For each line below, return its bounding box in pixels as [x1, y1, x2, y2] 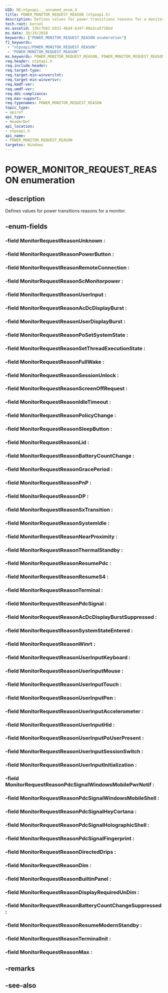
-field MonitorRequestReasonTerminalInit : [5, 935, 111, 942]
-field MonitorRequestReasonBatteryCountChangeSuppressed [5, 902, 161, 909]
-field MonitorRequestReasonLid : [5, 439, 89, 446]
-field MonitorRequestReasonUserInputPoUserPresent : [5, 734, 144, 741]
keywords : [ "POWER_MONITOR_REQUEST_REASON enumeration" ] [5, 36, 126, 41]
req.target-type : [5, 68, 41, 73]
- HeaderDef [5, 119, 30, 124]
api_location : [5, 124, 35, 129]
